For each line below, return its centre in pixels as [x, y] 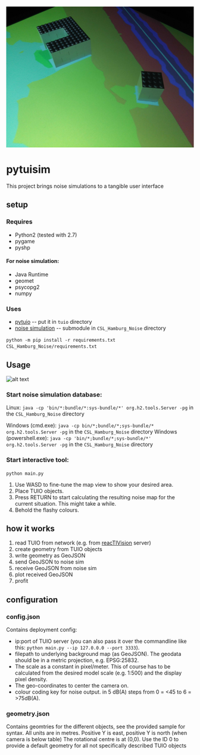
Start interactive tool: [38, 460]
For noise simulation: [33, 261]
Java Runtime [32, 274]
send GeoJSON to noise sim [49, 562]
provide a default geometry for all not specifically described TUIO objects [96, 745]
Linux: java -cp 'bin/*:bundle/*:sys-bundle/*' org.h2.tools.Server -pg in [100, 408]
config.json [23, 617]
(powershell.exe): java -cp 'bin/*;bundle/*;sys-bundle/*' [79, 438]
